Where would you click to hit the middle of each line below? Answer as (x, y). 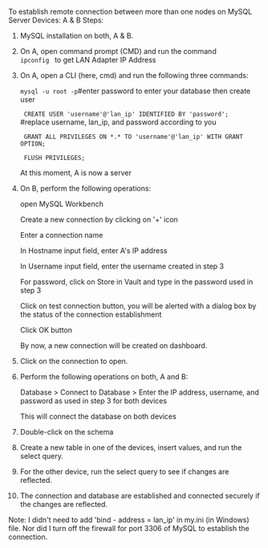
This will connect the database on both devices (98, 416)
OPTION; (32, 144)
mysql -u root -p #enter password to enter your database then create (135, 91)
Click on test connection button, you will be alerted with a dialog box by (138, 306)
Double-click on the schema (67, 432)
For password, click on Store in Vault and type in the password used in (136, 282)
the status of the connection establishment (91, 314)
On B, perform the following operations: (85, 188)
